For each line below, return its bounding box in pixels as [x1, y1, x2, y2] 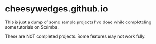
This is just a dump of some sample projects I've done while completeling [5, 19, 152, 25]
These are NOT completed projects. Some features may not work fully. [5, 33, 146, 39]
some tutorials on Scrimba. [5, 24, 59, 30]
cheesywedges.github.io [5, 3, 108, 14]
